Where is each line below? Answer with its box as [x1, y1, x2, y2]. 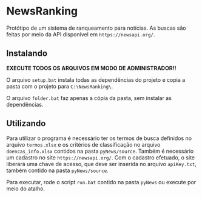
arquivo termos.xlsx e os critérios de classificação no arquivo [6, 141, 161, 148]
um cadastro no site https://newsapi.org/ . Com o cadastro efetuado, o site [6, 153, 195, 161]
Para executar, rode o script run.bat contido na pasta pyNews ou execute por [6, 178, 197, 185]
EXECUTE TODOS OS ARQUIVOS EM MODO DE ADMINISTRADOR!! [6, 64, 177, 72]
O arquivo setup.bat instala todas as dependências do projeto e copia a [6, 76, 186, 83]
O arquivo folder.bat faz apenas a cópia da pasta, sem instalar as [6, 94, 172, 101]
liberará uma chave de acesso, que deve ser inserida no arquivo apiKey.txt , [6, 160, 197, 167]
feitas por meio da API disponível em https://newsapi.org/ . [6, 30, 155, 38]
